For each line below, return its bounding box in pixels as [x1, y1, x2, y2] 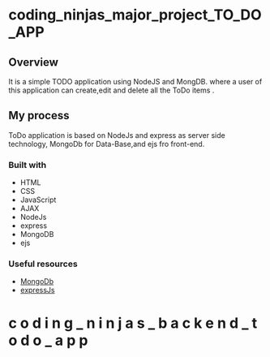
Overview [8, 55, 59, 69]
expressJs [19, 286, 55, 295]
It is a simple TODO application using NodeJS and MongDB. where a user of [8, 77, 263, 86]
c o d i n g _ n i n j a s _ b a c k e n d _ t [8, 314, 258, 332]
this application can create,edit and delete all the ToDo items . [8, 85, 215, 95]
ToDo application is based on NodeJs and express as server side [8, 130, 225, 140]
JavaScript [19, 195, 57, 204]
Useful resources [8, 258, 79, 269]
